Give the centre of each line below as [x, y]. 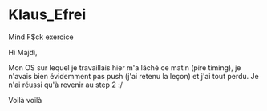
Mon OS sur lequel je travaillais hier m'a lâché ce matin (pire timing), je [125, 67]
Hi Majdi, [23, 52]
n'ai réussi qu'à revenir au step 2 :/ [65, 85]
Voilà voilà [25, 100]
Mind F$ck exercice [41, 37]
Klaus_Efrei [47, 15]
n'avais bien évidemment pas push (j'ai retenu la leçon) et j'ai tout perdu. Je [133, 76]
